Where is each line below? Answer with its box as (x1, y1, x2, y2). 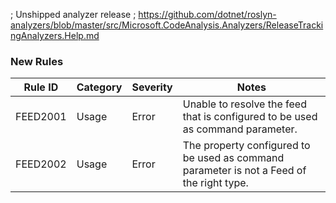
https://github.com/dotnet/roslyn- (138, 9, 277, 20)
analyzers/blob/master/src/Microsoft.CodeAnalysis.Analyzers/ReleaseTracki (10, 19, 324, 31)
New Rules (10, 54, 64, 68)
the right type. (182, 176, 249, 190)
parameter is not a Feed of (182, 164, 307, 178)
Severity (131, 80, 173, 94)
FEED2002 (15, 157, 67, 171)
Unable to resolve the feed (182, 97, 307, 111)
